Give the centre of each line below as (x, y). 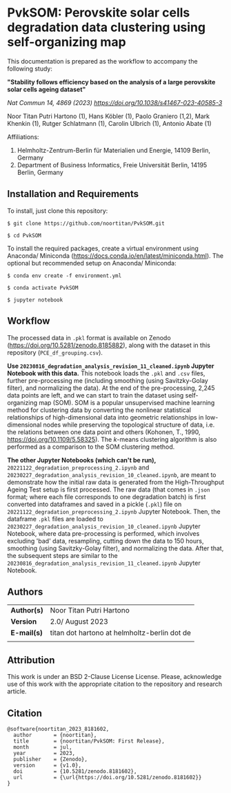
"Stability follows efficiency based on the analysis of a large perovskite (111, 82)
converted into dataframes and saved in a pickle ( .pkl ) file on (94, 504)
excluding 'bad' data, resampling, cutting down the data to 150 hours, (106, 541)
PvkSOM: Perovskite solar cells (99, 13)
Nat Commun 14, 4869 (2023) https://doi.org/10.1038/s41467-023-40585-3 (115, 102)
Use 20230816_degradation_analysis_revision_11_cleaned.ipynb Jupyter (111, 366)
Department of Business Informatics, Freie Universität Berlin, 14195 (112, 165)
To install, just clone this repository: (58, 211)
